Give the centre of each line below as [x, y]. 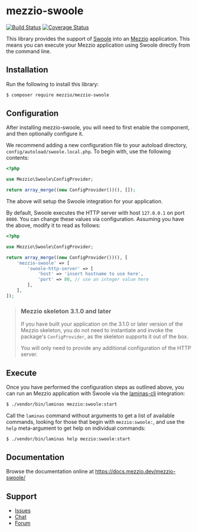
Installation [27, 70]
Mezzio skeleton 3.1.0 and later [66, 311]
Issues [23, 511]
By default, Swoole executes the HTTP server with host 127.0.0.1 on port [95, 213]
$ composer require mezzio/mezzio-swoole [58, 95]
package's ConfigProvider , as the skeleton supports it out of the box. [104, 337]
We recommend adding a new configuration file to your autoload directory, [97, 145]
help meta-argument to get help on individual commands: [76, 428]
